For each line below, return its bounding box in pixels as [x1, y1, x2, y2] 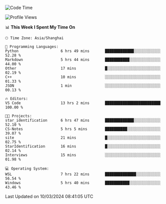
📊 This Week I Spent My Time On [5, 24, 75, 30]
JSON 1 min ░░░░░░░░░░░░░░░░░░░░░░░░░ [5, 83, 161, 88]
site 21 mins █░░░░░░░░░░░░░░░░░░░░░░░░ [5, 135, 161, 140]
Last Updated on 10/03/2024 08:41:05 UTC [5, 194, 93, 199]
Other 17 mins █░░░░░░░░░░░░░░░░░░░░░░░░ [5, 66, 161, 71]
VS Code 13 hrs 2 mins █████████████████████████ [5, 101, 161, 105]
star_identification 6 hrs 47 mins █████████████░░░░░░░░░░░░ [5, 118, 161, 123]
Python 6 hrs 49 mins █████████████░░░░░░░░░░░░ [5, 49, 161, 53]
